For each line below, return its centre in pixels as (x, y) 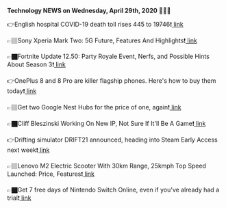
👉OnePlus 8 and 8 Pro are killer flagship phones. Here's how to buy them (112, 81)
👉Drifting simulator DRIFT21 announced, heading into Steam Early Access (112, 140)
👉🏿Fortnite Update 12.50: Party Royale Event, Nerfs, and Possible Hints (109, 56)
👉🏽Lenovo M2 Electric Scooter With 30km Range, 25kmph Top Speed (107, 166)
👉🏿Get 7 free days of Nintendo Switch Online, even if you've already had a (113, 190)
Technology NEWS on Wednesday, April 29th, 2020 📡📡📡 (89, 11)
